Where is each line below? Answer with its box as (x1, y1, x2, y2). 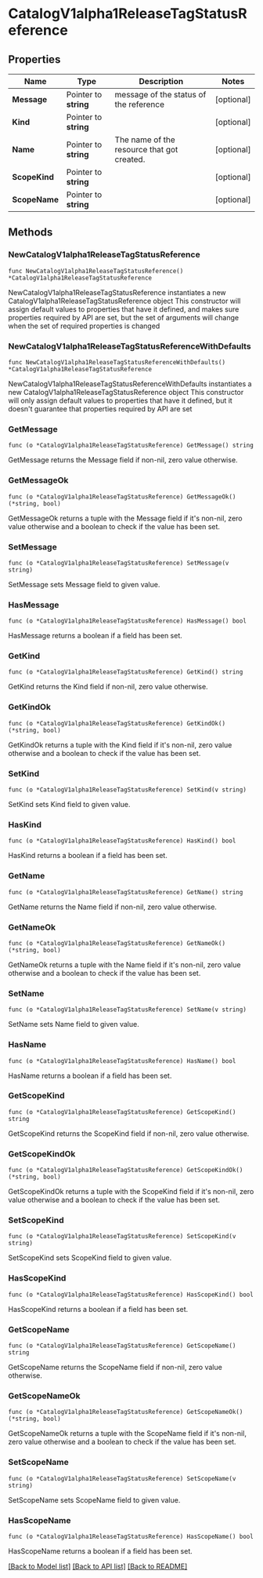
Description (139, 76, 184, 86)
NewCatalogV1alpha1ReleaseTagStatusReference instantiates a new (8, 287, 227, 297)
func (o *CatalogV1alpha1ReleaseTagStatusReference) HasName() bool (8, 1057, 236, 1065)
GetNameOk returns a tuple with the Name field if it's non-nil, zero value (8, 959, 241, 970)
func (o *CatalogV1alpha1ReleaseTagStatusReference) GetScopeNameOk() (8, 1408, 243, 1416)
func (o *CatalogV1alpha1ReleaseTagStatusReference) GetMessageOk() (8, 492, 236, 501)
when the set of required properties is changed (8, 321, 160, 331)
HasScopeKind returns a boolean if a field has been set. (8, 1304, 189, 1313)
